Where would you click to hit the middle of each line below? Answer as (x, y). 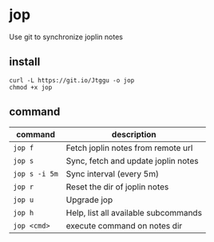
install (25, 62)
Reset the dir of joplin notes (117, 187)
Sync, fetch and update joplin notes (132, 161)
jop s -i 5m (36, 174)
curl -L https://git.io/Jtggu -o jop (72, 80)
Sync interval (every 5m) (112, 173)
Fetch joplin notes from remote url (129, 148)
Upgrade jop (89, 200)
